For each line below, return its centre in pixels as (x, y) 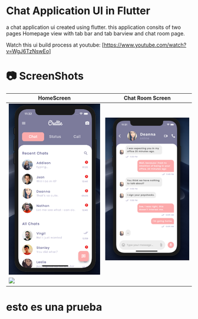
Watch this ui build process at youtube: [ (55, 45)
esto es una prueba (54, 307)
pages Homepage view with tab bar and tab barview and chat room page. (96, 33)
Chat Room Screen (147, 98)
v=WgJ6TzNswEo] (29, 51)
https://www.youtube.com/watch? (145, 45)
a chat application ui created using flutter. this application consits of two (94, 27)
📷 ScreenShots (45, 76)
